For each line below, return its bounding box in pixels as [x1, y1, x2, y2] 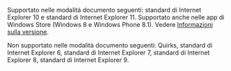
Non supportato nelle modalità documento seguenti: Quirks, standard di [7, 41, 213, 49]
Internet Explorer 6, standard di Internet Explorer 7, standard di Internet [7, 48, 210, 57]
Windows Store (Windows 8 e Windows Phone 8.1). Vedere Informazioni [7, 21, 214, 28]
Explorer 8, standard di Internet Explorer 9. [7, 56, 129, 64]
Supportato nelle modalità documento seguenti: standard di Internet [7, 6, 202, 14]
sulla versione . [7, 28, 49, 36]
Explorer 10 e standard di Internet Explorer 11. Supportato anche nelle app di [7, 13, 225, 21]
